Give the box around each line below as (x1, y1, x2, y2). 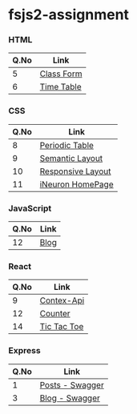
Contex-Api (39, 295, 85, 306)
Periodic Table (39, 139, 95, 151)
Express (8, 345, 42, 356)
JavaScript (8, 203, 52, 214)
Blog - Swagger (39, 392, 100, 404)
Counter (39, 308, 71, 320)
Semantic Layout (39, 152, 103, 163)
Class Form (39, 68, 83, 79)
